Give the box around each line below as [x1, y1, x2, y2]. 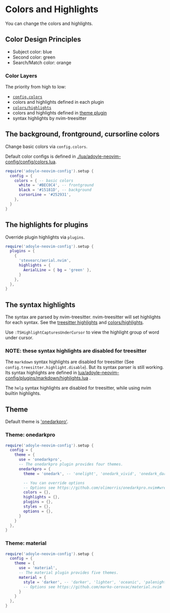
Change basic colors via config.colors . [5, 143, 88, 150]
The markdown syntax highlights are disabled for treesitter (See [5, 359, 134, 365]
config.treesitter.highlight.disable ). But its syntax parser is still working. [5, 364, 164, 370]
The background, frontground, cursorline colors [5, 130, 160, 138]
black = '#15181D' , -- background [18, 187, 92, 193]
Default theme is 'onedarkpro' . [5, 419, 68, 425]
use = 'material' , [18, 566, 58, 571]
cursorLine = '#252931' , [18, 192, 71, 197]
